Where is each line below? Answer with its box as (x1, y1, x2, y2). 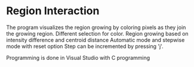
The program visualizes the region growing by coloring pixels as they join (6, 24, 186, 31)
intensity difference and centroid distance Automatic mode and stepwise (6, 36, 185, 43)
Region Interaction (6, 4, 100, 18)
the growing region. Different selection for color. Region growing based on (6, 30, 189, 37)
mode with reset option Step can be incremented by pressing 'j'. (6, 43, 164, 50)
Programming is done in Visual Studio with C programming (6, 54, 150, 61)
